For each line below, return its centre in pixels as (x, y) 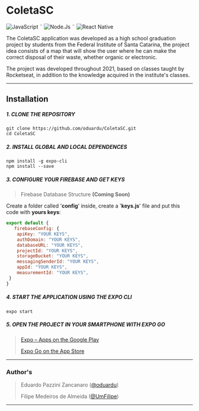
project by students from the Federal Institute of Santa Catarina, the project (98, 44)
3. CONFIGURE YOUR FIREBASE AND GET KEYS (66, 179)
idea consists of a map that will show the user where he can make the (91, 50)
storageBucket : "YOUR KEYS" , (53, 256)
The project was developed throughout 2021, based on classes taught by (95, 68)
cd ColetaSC (21, 134)
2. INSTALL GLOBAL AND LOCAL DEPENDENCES (67, 146)
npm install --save (30, 167)
